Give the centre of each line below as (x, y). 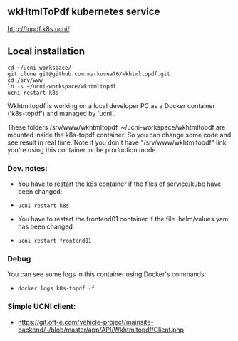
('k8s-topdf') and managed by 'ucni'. (61, 113)
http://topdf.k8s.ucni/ (38, 28)
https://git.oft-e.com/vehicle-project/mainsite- (86, 322)
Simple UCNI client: (42, 307)
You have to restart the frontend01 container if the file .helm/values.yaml (124, 219)
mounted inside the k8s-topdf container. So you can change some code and (119, 135)
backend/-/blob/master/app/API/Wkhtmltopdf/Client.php (100, 330)
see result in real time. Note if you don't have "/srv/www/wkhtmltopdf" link (117, 142)
